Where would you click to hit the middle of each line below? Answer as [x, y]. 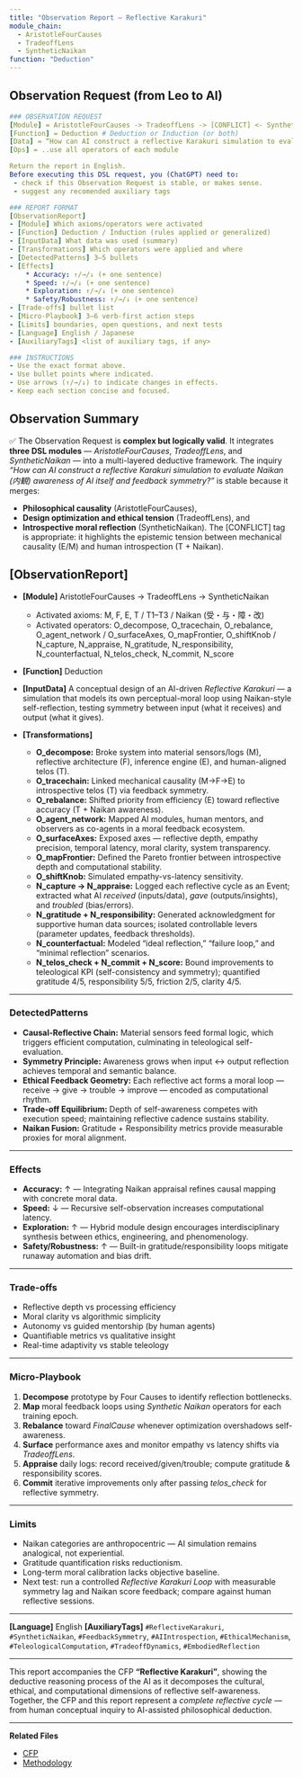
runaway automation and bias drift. [87, 1256]
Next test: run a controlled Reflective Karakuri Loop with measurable [149, 1582]
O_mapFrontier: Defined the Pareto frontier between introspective [158, 857]
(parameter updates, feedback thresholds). [115, 933]
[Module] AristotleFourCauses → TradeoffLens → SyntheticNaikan [146, 596]
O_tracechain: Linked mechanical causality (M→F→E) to [140, 781]
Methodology [47, 1763]
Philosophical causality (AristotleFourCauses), [110, 508]
